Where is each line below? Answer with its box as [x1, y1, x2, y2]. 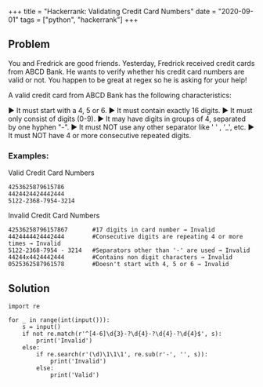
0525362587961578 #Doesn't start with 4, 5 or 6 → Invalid [8, 261, 229, 268]
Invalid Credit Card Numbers [8, 211, 100, 221]
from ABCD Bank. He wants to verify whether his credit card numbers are [8, 67, 245, 76]
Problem [8, 38, 51, 51]
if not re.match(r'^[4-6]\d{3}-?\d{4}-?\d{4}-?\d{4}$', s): [22, 330, 222, 338]
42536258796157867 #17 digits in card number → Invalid [8, 226, 215, 234]
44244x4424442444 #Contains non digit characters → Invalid [8, 254, 233, 261]
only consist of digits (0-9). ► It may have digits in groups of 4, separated [8, 114, 247, 123]
